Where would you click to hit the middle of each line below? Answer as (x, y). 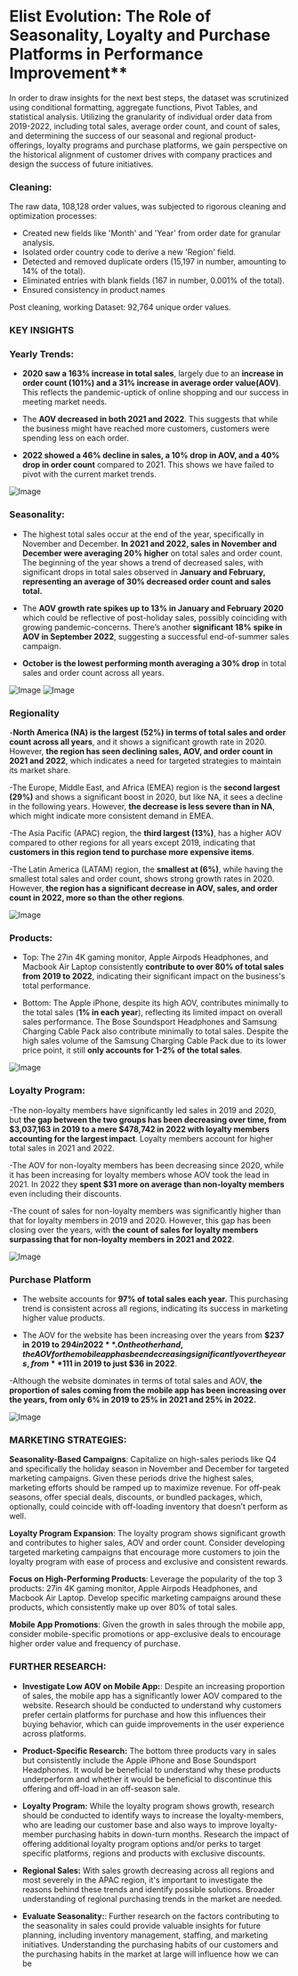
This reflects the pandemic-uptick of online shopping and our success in (155, 393)
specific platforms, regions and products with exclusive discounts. (143, 1853)
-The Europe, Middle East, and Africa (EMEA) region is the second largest (145, 788)
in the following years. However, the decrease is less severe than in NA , (142, 807)
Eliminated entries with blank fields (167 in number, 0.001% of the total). (153, 281)
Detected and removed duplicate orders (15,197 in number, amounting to (154, 262)
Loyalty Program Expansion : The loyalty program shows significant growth (148, 1533)
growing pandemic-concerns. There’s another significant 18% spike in (152, 627)
